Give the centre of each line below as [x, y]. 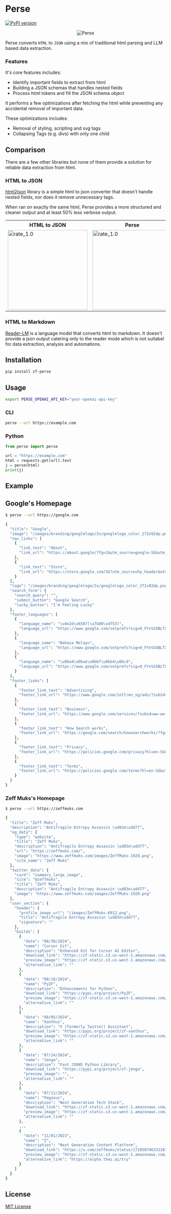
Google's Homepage [38, 503]
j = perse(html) [22, 465]
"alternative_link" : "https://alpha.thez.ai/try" [77, 1159]
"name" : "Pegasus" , [44, 1098]
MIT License [18, 1206]
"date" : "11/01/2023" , [48, 1135]
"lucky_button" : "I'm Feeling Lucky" [54, 605]
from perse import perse [32, 447]
